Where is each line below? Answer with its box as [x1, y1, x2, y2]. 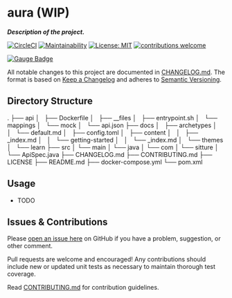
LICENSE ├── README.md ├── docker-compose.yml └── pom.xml [7, 158, 203, 166]
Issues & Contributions [7, 216, 108, 227]
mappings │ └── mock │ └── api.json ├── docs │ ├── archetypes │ [7, 121, 217, 129]
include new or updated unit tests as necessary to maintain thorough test [7, 263, 216, 271]
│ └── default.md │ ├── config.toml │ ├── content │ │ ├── [7, 128, 199, 136]
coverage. [7, 270, 36, 278]
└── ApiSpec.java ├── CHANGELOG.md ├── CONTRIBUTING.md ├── [7, 150, 213, 158]
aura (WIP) [7, 5, 70, 21]
